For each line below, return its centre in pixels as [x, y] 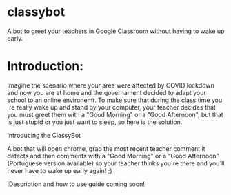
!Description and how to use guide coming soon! [76, 184]
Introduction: [46, 66]
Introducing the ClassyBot [44, 135]
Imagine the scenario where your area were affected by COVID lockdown [111, 85]
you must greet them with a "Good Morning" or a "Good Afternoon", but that [115, 114]
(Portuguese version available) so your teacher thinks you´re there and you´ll [116, 163]
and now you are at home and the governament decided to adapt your [107, 92]
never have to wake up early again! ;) [60, 170]
